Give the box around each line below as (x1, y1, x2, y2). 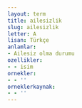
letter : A (7, 30, 37, 38)
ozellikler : (7, 57, 43, 64)
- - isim (7, 63, 34, 70)
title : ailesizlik (7, 17, 62, 24)
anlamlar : (7, 43, 37, 50)
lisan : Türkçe (7, 37, 50, 44)
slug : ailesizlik (7, 23, 59, 31)
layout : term (7, 10, 46, 18)
